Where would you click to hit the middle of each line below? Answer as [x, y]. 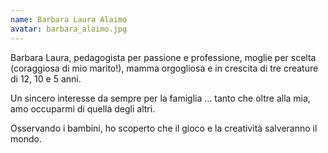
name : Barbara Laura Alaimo [69, 19]
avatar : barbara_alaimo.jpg [69, 29]
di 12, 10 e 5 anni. [46, 78]
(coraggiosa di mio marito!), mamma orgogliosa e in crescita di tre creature [164, 68]
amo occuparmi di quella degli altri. [83, 108]
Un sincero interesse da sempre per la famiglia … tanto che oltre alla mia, [160, 98]
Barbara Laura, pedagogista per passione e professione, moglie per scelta [163, 57]
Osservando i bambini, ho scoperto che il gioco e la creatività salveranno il [164, 128]
